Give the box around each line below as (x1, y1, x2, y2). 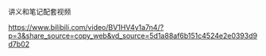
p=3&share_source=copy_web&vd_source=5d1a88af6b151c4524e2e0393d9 (8, 31, 258, 40)
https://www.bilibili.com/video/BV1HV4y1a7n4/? (8, 23, 164, 32)
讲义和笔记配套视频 (8, 7, 71, 16)
